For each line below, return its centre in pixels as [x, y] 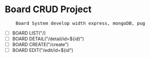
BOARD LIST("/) [29, 33]
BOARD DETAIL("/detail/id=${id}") [48, 39]
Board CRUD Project [48, 9]
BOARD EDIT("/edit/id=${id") [43, 50]
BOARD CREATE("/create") [40, 45]
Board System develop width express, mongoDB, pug [80, 23]
